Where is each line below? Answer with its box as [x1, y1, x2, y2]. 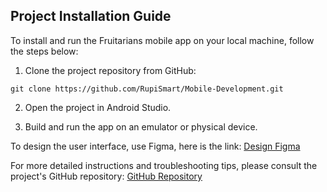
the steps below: [10, 45, 79, 57]
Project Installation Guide [10, 8, 172, 25]
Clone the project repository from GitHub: [24, 64, 197, 76]
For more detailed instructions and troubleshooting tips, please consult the [10, 159, 318, 171]
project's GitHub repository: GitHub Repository [10, 170, 203, 182]
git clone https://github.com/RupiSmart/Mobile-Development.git [10, 84, 284, 94]
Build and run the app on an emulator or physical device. [24, 120, 258, 133]
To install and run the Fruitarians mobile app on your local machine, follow [10, 34, 315, 46]
